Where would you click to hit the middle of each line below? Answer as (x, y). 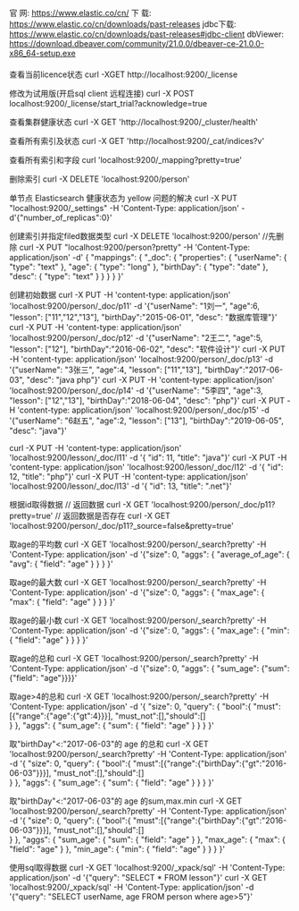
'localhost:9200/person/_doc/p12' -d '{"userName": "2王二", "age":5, (136, 338)
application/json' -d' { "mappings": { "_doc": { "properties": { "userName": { (148, 258)
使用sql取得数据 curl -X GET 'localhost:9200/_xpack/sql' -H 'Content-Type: (147, 868)
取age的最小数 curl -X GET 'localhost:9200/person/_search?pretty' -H (138, 620)
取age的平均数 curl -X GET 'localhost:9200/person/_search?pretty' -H (138, 544)
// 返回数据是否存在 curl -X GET (113, 516)
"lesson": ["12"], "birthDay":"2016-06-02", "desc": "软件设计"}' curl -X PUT (147, 349)
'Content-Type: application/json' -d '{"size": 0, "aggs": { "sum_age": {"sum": (149, 668)
